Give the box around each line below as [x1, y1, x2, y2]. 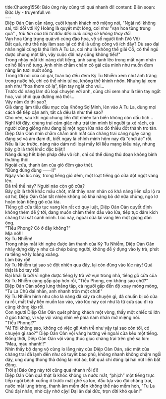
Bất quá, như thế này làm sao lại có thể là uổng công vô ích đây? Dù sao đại [5, 41, 160, 47]
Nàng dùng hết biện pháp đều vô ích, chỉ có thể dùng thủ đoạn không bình [5, 151, 158, 157]
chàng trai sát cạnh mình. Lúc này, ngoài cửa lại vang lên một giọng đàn [5, 215, 152, 220]
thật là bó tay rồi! [5, 267, 40, 273]
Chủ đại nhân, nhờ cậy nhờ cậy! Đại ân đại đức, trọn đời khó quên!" [5, 388, 142, 394]
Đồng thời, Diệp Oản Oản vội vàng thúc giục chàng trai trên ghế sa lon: [5, 336, 150, 341]
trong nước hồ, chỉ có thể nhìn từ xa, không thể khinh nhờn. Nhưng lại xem [5, 78, 157, 84]
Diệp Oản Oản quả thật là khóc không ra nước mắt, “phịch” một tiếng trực [5, 372, 155, 378]
